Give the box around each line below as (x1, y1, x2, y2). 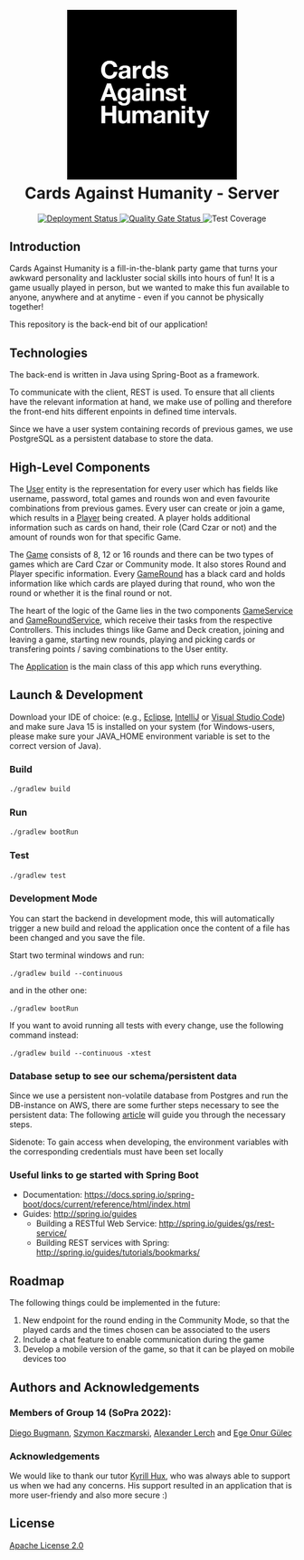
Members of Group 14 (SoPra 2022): (9, 1407, 172, 1420)
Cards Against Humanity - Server (24, 183, 280, 203)
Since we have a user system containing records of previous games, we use (9, 424, 294, 435)
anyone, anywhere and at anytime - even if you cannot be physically (9, 292, 264, 302)
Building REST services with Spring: (35, 1238, 170, 1249)
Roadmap (9, 1273, 65, 1288)
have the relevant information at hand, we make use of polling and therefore (9, 397, 292, 407)
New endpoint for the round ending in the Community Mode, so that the (22, 1315, 290, 1326)
